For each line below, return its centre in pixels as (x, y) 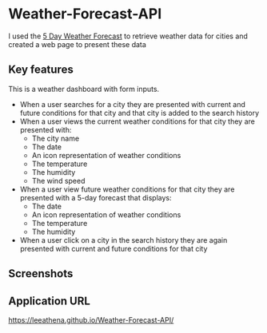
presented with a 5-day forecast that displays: (96, 197)
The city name (56, 138)
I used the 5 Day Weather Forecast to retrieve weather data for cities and (128, 36)
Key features (41, 70)
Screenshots (41, 274)
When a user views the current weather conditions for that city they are (137, 121)
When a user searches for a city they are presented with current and (133, 104)
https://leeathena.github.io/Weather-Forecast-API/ (91, 319)
